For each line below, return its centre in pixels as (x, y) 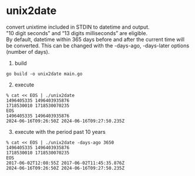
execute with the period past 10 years (60, 132)
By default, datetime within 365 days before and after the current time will (95, 39)
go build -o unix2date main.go (44, 74)
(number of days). (28, 51)
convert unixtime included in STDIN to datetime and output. (78, 27)
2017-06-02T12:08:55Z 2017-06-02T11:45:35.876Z (65, 163)
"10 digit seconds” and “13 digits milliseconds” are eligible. (77, 33)
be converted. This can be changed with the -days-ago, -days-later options (98, 46)
